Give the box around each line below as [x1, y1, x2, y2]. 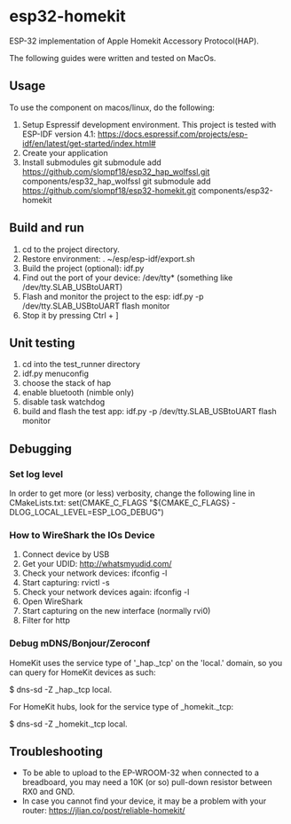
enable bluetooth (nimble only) [21, 388, 135, 398]
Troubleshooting [9, 744, 104, 759]
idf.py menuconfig [21, 368, 90, 379]
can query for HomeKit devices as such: [9, 667, 157, 678]
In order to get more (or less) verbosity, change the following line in [9, 488, 256, 498]
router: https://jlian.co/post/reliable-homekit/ [21, 805, 185, 816]
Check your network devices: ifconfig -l [21, 568, 168, 578]
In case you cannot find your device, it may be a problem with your [21, 796, 267, 806]
